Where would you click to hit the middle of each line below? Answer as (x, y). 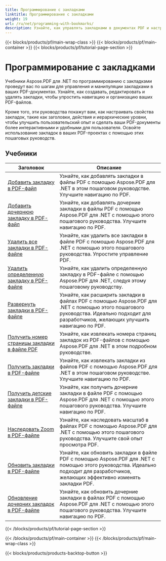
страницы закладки (31, 343)
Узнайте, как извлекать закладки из (103, 360)
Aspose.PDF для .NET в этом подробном (108, 346)
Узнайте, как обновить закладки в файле (108, 453)
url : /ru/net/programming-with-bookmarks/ (49, 24)
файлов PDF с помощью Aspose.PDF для (108, 366)
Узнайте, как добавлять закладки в (102, 176)
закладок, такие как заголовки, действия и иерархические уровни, (76, 117)
